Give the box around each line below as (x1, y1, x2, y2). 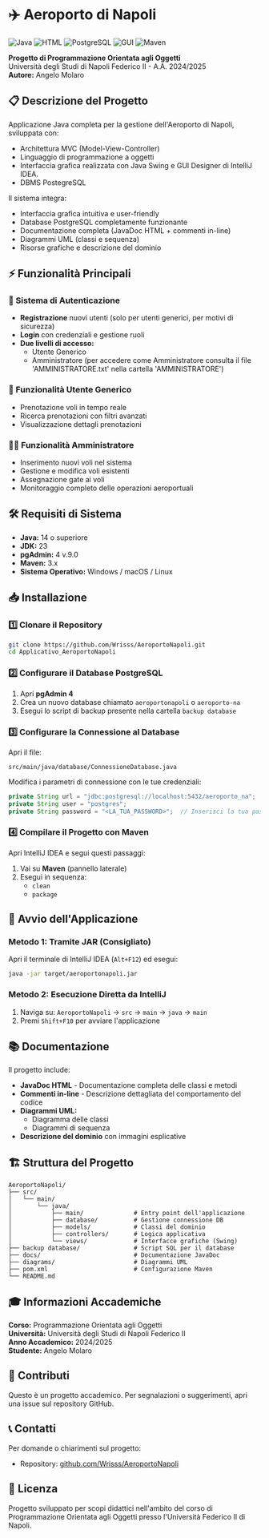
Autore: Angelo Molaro (8, 70, 85, 79)
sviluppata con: (8, 128, 59, 138)
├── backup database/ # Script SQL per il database (8, 1244, 235, 1253)
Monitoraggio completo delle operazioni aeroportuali (19, 483, 194, 493)
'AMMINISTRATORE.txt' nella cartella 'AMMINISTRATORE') (31, 364, 224, 374)
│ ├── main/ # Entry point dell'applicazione (8, 1210, 246, 1218)
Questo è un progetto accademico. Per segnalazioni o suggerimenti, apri (8, 1390, 248, 1399)
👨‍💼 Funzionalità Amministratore (8, 439, 134, 450)
